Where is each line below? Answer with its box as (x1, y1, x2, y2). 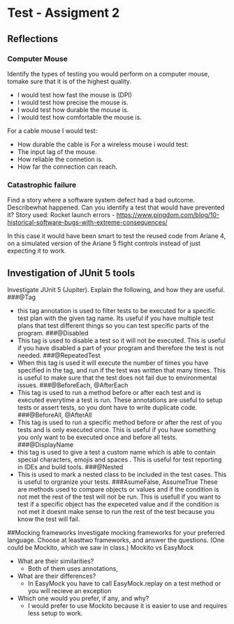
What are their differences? (17, 571, 96, 580)
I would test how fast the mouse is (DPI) (17, 90, 133, 99)
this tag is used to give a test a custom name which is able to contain (17, 448, 216, 456)
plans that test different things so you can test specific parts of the (17, 321, 210, 330)
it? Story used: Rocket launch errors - (7, 211, 115, 219)
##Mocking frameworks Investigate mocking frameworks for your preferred (7, 528, 226, 536)
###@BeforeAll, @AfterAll (17, 410, 92, 419)
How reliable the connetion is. (17, 155, 103, 163)
